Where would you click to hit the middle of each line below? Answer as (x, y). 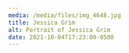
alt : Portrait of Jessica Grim (59, 30)
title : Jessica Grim (42, 23)
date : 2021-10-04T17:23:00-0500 (61, 37)
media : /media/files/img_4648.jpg (65, 15)
